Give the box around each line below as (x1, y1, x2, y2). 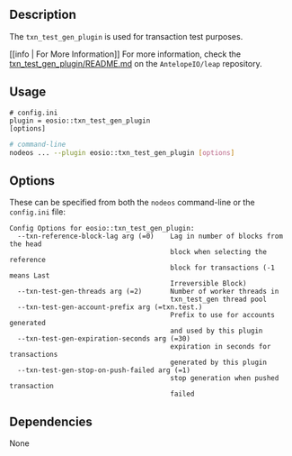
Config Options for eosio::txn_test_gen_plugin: (9, 224, 195, 233)
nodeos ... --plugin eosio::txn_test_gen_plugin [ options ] (9, 148, 235, 157)
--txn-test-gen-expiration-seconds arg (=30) (17, 334, 191, 343)
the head (9, 240, 42, 249)
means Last (9, 271, 50, 280)
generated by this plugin (170, 358, 268, 368)
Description (9, 7, 76, 23)
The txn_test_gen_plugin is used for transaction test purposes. (9, 31, 243, 41)
